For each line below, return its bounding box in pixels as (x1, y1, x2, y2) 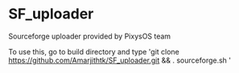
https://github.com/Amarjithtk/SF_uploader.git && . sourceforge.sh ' (8, 55, 232, 65)
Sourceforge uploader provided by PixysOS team (8, 31, 171, 41)
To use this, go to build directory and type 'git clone (8, 47, 179, 56)
